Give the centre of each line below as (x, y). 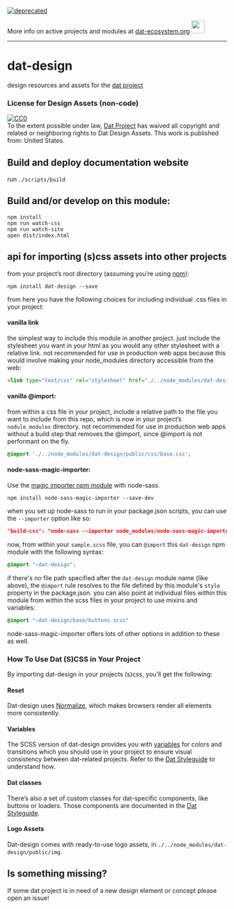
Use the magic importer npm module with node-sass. (84, 485)
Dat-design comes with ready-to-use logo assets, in (82, 844)
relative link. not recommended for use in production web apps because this (117, 352)
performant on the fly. (39, 441)
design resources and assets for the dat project (75, 85)
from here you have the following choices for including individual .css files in (117, 299)
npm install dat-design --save (53, 286)
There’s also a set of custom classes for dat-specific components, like (108, 798)
